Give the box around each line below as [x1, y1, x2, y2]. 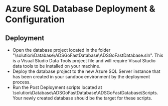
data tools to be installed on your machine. [12, 63, 101, 69]
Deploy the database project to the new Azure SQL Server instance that [12, 68, 160, 74]
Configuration [5, 14, 65, 25]
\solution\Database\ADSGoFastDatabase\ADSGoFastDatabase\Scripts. [12, 90, 158, 95]
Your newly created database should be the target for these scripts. [12, 95, 152, 101]
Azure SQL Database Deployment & [5, 3, 155, 15]
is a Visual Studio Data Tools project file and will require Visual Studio [12, 58, 156, 63]
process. [12, 79, 31, 85]
